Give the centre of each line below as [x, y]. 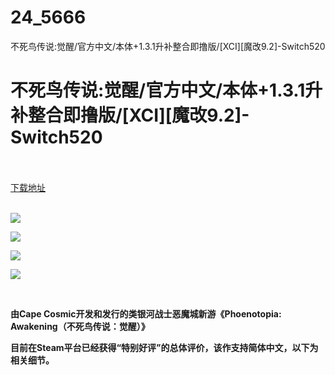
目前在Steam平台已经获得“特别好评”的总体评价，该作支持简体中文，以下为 [164, 347]
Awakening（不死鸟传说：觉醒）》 [80, 326]
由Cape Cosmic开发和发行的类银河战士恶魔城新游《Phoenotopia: [146, 313]
